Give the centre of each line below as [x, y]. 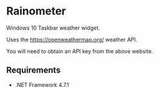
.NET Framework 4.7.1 [42, 85]
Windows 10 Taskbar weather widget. [53, 28]
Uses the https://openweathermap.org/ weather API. [72, 39]
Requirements [33, 70]
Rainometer [36, 11]
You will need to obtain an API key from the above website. [80, 51]
